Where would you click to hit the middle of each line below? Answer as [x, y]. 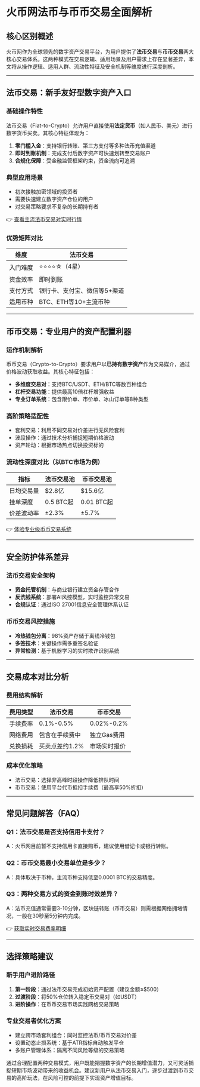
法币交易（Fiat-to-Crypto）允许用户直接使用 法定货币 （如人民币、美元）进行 [99, 125]
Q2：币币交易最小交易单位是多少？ [56, 863]
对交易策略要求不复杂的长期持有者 [57, 206]
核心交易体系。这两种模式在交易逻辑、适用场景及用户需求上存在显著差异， [97, 59]
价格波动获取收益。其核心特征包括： [51, 371]
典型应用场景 [25, 177]
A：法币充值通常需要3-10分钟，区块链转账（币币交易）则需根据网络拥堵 [94, 908]
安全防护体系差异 [37, 557]
